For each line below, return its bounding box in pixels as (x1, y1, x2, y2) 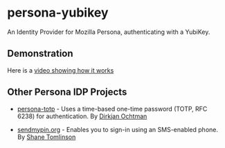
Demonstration (7, 48, 74, 59)
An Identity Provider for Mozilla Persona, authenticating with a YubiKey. (7, 28, 210, 36)
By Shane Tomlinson (17, 133, 76, 141)
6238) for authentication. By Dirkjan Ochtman (17, 112, 147, 120)
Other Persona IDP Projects (7, 86, 127, 98)
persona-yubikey (7, 5, 109, 21)
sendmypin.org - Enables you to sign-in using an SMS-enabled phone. (17, 125, 218, 133)
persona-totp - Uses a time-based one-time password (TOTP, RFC (17, 104, 208, 113)
